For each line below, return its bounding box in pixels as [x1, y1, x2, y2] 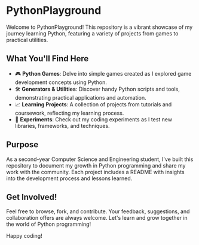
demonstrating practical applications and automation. [14, 94, 146, 101]
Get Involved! [6, 192, 57, 202]
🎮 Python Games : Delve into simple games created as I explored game [14, 70, 192, 77]
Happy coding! [6, 232, 43, 240]
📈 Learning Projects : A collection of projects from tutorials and [14, 100, 172, 108]
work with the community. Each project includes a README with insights [6, 168, 185, 175]
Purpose [6, 139, 39, 150]
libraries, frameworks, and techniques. [14, 122, 110, 129]
